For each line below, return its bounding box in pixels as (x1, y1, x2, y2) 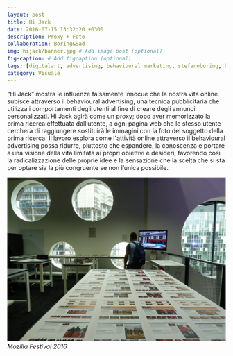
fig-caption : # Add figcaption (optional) (7, 56, 132, 62)
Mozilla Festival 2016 (7, 342, 67, 350)
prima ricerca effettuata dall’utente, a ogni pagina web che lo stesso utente (7, 119, 221, 128)
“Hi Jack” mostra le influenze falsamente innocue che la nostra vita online (7, 90, 218, 98)
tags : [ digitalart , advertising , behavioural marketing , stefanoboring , (7, 62, 222, 69)
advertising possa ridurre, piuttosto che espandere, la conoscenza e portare (7, 141, 225, 149)
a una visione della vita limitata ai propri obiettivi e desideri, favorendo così (7, 149, 221, 157)
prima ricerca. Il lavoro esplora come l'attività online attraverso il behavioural (7, 134, 225, 142)
